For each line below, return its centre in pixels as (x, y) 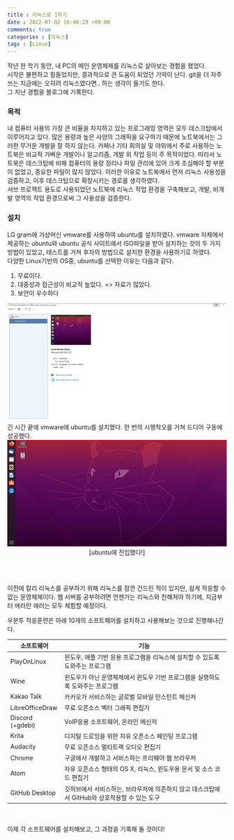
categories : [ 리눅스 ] (38, 37)
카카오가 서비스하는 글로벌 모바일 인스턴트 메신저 (130, 697)
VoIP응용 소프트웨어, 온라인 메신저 (111, 722)
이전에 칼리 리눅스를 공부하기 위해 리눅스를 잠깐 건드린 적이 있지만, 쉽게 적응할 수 (117, 588)
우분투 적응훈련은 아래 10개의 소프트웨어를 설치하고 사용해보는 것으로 (101, 620)
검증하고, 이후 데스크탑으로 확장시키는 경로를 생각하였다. (84, 181)
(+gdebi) (23, 725)
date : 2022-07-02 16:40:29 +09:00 (59, 22)
